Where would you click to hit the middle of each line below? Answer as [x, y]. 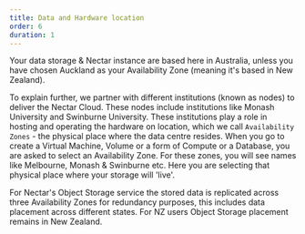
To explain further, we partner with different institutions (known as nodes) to [152, 97]
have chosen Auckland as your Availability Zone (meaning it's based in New [151, 70]
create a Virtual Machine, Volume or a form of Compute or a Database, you [150, 146]
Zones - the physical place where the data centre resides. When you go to [147, 137]
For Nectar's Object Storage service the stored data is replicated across [144, 193]
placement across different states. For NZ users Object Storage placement [149, 212]
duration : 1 [32, 35]
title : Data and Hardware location [77, 18]
